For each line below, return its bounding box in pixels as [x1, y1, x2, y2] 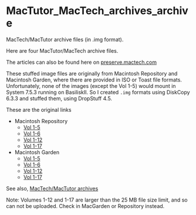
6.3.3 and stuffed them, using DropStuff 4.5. [6, 95, 113, 102]
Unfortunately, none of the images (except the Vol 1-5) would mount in [6, 82, 176, 89]
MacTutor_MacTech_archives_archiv [6, 4, 189, 18]
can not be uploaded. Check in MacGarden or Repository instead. [6, 202, 165, 209]
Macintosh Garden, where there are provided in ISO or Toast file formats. [6, 76, 182, 83]
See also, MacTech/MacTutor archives [6, 185, 99, 192]
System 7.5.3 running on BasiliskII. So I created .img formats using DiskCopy [6, 88, 190, 95]
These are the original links [6, 106, 72, 113]
